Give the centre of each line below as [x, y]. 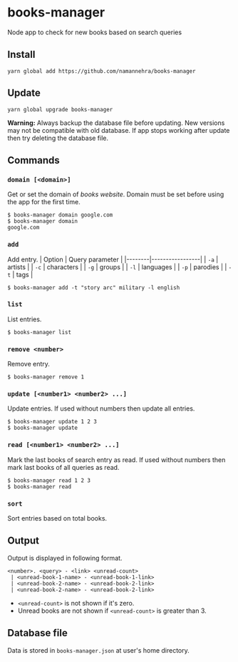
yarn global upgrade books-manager [60, 109]
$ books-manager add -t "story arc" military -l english [94, 287]
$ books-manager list [40, 332]
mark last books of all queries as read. [63, 467]
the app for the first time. [44, 202]
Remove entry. [29, 364]
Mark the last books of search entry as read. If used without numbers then [117, 460]
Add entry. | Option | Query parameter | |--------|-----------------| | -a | [113, 259]
